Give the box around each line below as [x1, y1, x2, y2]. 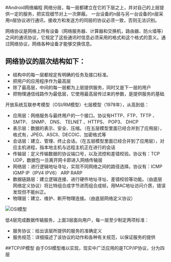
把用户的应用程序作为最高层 [12, 78, 71, 84]
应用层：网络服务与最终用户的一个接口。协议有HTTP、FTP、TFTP [12, 112, 152, 118]
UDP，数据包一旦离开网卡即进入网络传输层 [12, 157, 103, 163]
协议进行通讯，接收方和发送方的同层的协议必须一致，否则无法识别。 [17, 17, 160, 23]
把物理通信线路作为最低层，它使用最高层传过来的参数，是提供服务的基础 [12, 91, 164, 97]
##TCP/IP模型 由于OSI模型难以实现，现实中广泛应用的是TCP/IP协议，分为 [5, 245, 160, 251]
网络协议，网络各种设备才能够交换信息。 [9, 41, 95, 47]
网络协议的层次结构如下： [5, 57, 85, 66]
